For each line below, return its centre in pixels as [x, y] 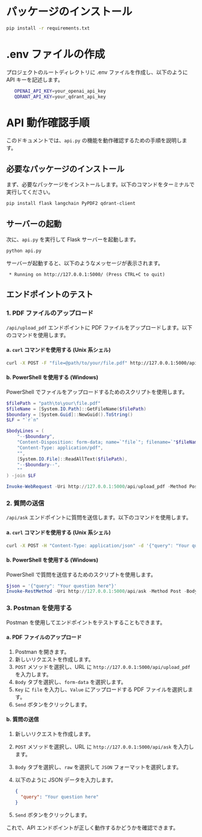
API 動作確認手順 [48, 123]
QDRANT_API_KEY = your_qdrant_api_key [60, 96]
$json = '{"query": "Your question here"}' [62, 586]
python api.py [24, 251]
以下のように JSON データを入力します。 [66, 780]
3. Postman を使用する [39, 608]
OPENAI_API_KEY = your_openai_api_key [60, 91]
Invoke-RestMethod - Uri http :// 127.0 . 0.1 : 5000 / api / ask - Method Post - [96, 591]
